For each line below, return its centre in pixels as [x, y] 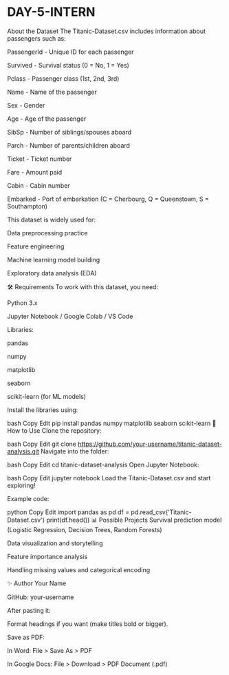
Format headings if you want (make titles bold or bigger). [88, 624]
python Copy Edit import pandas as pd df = [68, 512]
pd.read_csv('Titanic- [161, 512]
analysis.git [23, 451]
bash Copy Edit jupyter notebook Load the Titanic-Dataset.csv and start [109, 478]
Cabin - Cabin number [39, 185]
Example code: [28, 498]
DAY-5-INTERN [51, 12]
